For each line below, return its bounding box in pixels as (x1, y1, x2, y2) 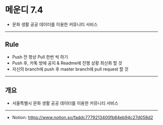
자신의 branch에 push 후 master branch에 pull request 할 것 (12, 66, 129, 72)
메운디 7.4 (5, 4, 43, 16)
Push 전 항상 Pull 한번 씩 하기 (12, 54, 68, 60)
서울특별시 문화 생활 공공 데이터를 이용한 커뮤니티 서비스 (12, 100, 119, 106)
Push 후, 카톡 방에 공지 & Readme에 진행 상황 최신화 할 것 (12, 60, 122, 66)
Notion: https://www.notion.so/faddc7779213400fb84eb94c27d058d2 (12, 114, 153, 120)
